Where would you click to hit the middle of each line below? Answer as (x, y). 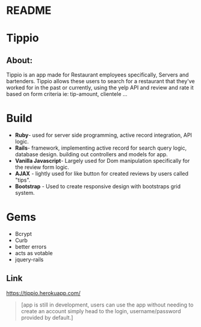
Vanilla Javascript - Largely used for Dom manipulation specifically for (102, 161)
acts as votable (34, 253)
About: (20, 60)
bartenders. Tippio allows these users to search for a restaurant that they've (100, 81)
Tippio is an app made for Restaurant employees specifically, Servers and (97, 75)
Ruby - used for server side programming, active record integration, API (104, 135)
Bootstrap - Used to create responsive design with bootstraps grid (98, 186)
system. (25, 193)
